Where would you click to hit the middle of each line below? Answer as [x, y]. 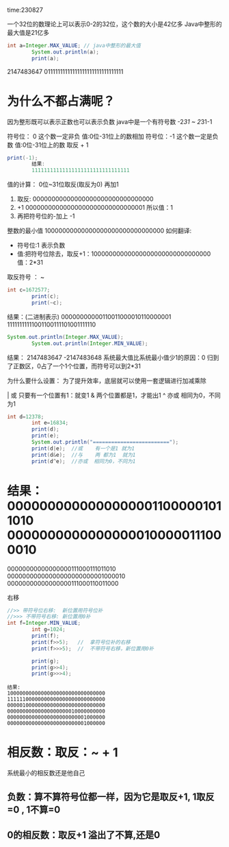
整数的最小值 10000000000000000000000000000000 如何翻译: [99, 231]
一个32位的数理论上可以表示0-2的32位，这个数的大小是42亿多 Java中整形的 [114, 24]
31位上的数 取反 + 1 [62, 145]
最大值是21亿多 [28, 33]
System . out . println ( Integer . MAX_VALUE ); [66, 337]
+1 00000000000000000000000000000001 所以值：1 [95, 208]
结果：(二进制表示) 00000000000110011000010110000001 [89, 317]
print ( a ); [45, 58]
